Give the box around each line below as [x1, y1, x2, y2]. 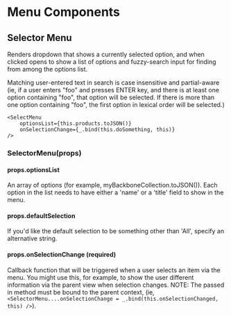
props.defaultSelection [7, 211, 76, 219]
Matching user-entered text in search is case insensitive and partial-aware [7, 78, 220, 87]
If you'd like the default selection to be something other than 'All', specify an [7, 227, 224, 235]
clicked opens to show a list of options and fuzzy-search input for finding [7, 58, 216, 66]
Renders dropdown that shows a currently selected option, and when [7, 50, 205, 58]
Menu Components [7, 4, 120, 20]
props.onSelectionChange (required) [7, 250, 117, 258]
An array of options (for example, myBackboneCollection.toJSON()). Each [7, 181, 218, 190]
